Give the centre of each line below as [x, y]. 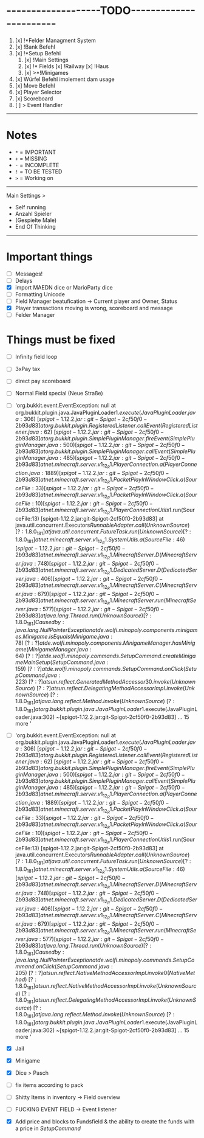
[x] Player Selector [38, 92]
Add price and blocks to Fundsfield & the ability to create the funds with [105, 1122]
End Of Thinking [35, 226]
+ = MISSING [31, 158]
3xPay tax [28, 369]
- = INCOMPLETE [37, 165]
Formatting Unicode [40, 294]
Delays [24, 280]
